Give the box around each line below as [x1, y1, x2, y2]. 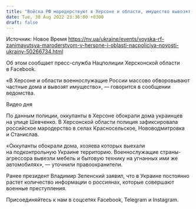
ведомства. [6, 89, 35, 97]
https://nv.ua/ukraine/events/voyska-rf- [68, 36, 165, 43]
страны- [160, 149, 181, 156]
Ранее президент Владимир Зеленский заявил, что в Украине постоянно [6, 173, 190, 180]
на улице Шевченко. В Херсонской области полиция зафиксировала [6, 119, 178, 126]
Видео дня [6, 101, 32, 108]
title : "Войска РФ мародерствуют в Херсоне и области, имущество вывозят [6, 8, 191, 15]
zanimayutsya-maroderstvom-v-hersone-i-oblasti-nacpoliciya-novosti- [6, 42, 180, 49]
